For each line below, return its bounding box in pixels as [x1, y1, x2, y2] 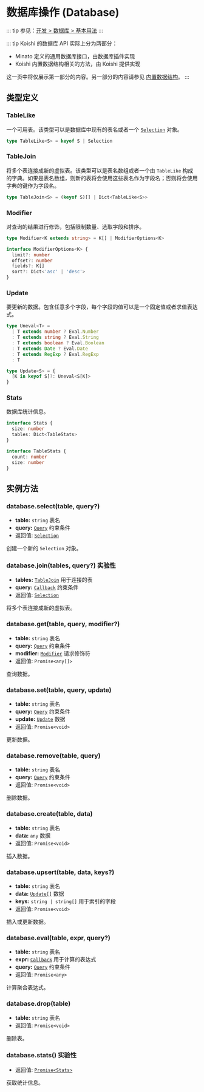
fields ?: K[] [12, 263, 45, 269]
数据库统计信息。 [6, 408, 49, 415]
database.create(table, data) [6, 810, 93, 818]
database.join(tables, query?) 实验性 [6, 561, 117, 570]
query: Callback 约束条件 [15, 584, 79, 591]
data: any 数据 [15, 831, 51, 839]
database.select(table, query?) [6, 502, 100, 510]
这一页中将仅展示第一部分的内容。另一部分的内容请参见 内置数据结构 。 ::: [6, 73, 189, 80]
